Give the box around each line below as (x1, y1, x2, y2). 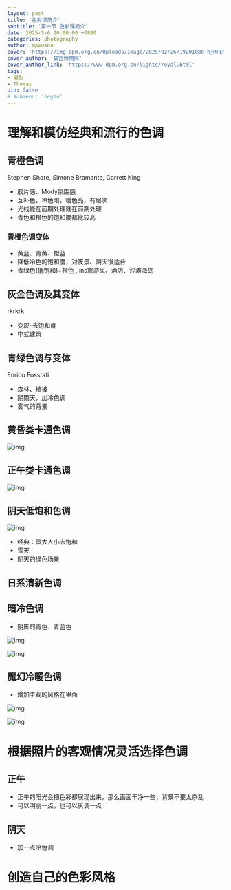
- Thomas (7, 81, 32, 87)
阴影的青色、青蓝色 (16, 622, 72, 631)
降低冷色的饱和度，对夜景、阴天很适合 (16, 257, 126, 266)
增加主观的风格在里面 (16, 690, 78, 699)
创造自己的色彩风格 (7, 870, 116, 885)
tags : (7, 67, 23, 74)
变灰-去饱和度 (16, 321, 57, 330)
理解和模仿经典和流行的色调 (7, 125, 164, 141)
